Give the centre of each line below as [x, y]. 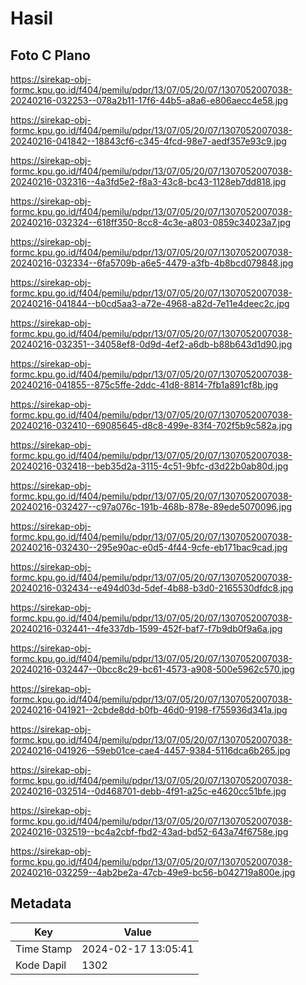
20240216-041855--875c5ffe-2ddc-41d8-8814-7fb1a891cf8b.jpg [144, 385]
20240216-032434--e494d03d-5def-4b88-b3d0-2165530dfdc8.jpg [152, 588]
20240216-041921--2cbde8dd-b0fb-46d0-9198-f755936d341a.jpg [149, 710]
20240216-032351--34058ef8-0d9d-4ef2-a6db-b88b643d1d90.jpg [151, 344]
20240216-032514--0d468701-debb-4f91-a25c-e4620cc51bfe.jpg [148, 791]
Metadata [41, 903]
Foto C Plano [50, 55]
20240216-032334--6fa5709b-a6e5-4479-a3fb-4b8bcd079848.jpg [152, 263]
